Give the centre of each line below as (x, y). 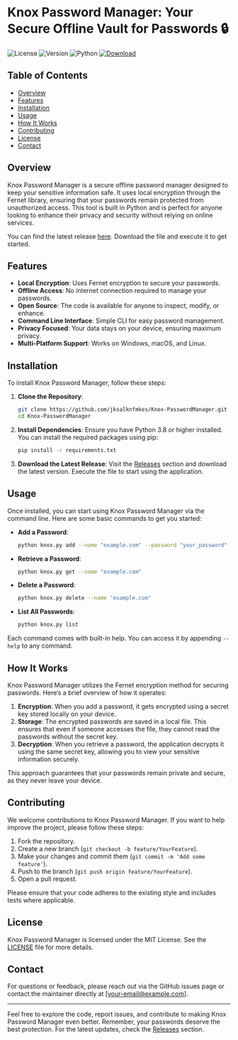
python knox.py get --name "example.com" (80, 572)
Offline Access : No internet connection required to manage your (112, 291)
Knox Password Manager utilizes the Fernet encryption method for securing (118, 685)
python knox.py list (48, 625)
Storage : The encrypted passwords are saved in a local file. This (112, 721)
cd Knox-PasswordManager (54, 416)
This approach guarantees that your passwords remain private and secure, (116, 773)
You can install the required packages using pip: (88, 437)
